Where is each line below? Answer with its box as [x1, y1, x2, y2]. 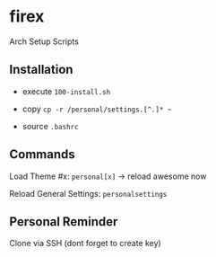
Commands [9, 146, 76, 163]
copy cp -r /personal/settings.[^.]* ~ [22, 103, 172, 114]
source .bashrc [22, 120, 79, 131]
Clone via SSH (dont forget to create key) [9, 238, 161, 249]
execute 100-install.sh [22, 85, 111, 96]
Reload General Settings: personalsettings [9, 188, 168, 199]
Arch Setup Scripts [9, 36, 79, 47]
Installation [9, 62, 73, 77]
